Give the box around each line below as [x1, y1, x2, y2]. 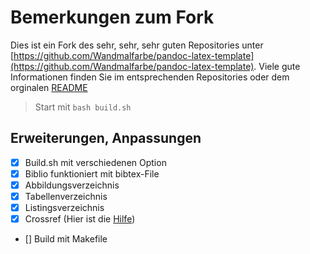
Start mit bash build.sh [34, 101, 132, 113]
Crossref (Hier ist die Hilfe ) [24, 213, 136, 225]
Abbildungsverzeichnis [24, 179, 120, 191]
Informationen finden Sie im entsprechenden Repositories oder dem [10, 71, 290, 83]
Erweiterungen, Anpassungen [10, 130, 202, 147]
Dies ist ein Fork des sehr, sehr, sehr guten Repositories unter [10, 39, 264, 51]
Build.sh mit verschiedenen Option [24, 156, 167, 168]
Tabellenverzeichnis [24, 190, 108, 202]
